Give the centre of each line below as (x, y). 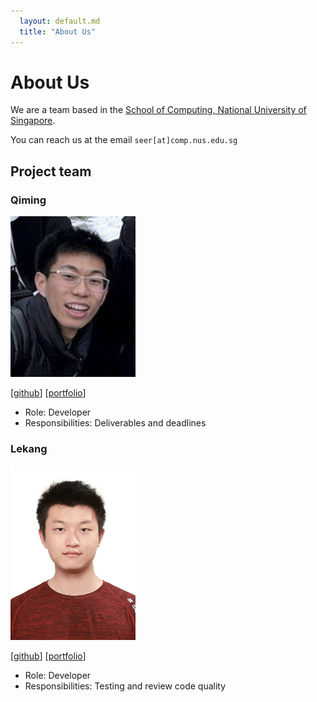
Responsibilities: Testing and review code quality (125, 686)
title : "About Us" (58, 31)
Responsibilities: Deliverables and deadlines (115, 422)
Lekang (29, 448)
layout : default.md (60, 21)
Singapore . (33, 121)
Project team (51, 171)
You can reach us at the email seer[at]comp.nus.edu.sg (124, 140)
